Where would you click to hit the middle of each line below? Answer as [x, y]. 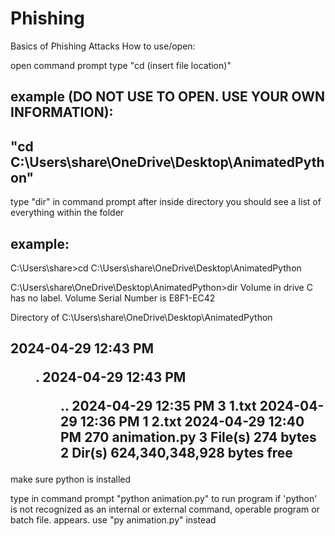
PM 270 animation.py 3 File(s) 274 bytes [188, 437]
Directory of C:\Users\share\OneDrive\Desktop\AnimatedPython [141, 317]
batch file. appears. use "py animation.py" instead [113, 520]
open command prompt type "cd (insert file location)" [121, 65]
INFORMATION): [62, 112]
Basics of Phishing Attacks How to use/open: [103, 46]
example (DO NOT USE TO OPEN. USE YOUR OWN [168, 97]
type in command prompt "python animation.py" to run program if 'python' [164, 499]
